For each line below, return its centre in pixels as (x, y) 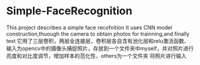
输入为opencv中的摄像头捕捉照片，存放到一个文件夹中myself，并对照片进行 (100, 48)
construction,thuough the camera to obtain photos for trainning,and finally (98, 33)
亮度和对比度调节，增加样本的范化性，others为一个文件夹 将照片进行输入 (97, 55)
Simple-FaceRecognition (69, 11)
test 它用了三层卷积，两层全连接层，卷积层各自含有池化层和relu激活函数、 (98, 41)
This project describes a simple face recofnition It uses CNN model (89, 27)
